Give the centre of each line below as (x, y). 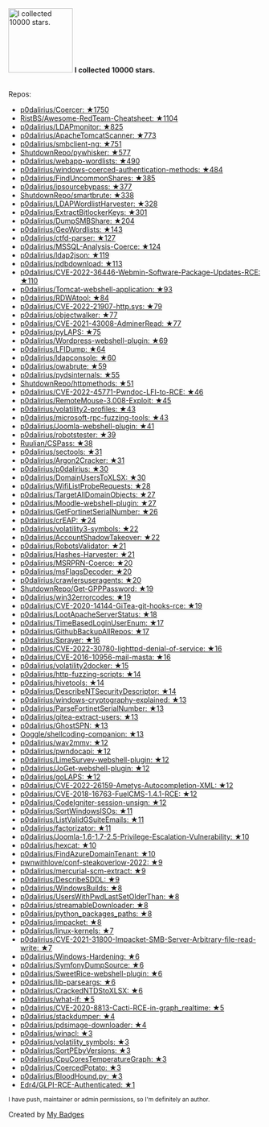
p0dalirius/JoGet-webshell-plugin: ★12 (85, 768)
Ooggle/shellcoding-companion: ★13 (82, 734)
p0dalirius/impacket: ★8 (61, 922)
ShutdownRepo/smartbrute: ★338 (77, 195)
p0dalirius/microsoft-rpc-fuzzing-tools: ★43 (94, 417)
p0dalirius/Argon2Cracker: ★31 (72, 460)
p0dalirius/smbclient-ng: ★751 (71, 144)
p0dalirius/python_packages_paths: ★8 (86, 914)
